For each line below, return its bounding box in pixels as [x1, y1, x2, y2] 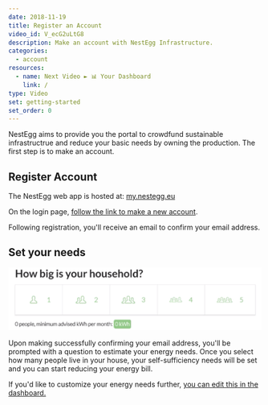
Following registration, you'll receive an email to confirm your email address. [8, 222, 261, 233]
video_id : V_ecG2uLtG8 [8, 30, 84, 38]
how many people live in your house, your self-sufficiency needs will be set [8, 355, 258, 366]
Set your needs [8, 246, 86, 259]
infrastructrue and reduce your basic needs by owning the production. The [8, 138, 255, 148]
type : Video [8, 89, 48, 97]
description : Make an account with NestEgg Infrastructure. [8, 39, 214, 47]
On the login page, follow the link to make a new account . [8, 207, 198, 217]
